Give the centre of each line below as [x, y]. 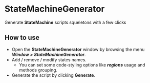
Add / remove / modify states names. [49, 60]
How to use [22, 38]
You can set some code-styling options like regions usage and [82, 65]
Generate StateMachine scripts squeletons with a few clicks [65, 22]
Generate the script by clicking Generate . [54, 75]
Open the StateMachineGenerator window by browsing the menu [78, 49]
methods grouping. [38, 70]
